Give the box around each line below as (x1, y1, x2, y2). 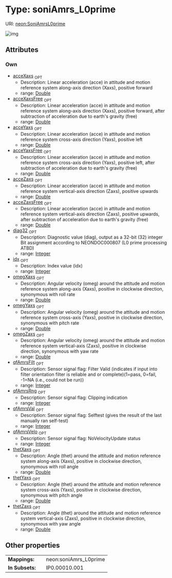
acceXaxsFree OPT (12, 96, 52, 103)
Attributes (5, 45, 39, 55)
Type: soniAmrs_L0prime (5, 4, 116, 15)
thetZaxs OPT (12, 503, 41, 510)
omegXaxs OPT (12, 274, 45, 281)
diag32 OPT (12, 227, 37, 235)
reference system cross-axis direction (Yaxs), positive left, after (20, 159, 155, 166)
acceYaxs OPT (12, 124, 42, 132)
